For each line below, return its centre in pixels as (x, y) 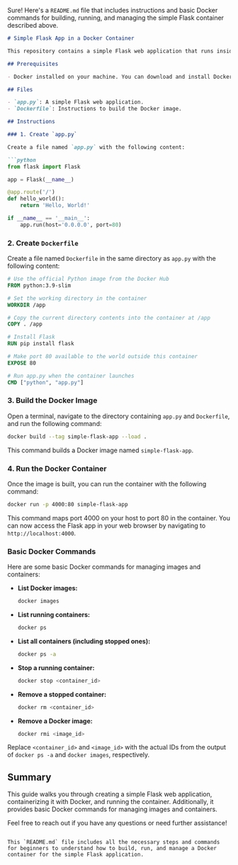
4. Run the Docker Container (57, 469)
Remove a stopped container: (62, 694)
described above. (33, 25)
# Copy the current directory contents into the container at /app (109, 318)
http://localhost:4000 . (42, 533)
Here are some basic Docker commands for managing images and (104, 567)
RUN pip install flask (41, 344)
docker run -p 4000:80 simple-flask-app (68, 505)
